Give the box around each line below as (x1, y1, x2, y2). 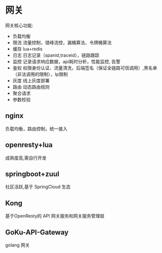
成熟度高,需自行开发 (5, 155, 47, 161)
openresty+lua (5, 140, 53, 150)
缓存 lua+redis (12, 46, 43, 52)
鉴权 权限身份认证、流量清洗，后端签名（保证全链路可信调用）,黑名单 (12, 64, 157, 71)
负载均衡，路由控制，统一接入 (5, 125, 67, 132)
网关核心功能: (5, 22, 34, 28)
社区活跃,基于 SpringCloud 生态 (5, 184, 71, 190)
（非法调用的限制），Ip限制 (12, 71, 68, 77)
